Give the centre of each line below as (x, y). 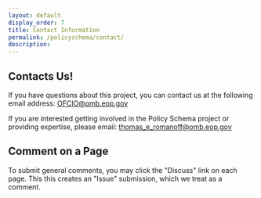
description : (29, 45)
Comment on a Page (58, 151)
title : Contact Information (54, 30)
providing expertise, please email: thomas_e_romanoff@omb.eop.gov (120, 127)
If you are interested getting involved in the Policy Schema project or (119, 118)
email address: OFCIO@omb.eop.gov (68, 103)
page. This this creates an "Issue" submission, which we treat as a (115, 178)
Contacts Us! (41, 76)
